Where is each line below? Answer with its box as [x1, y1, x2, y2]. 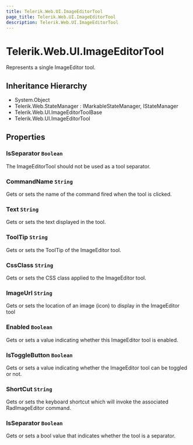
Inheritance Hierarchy [6, 81, 87, 91]
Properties [6, 132, 45, 142]
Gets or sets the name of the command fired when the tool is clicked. [6, 191, 172, 198]
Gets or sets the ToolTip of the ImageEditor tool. [6, 246, 121, 253]
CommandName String [6, 177, 73, 185]
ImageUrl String [6, 289, 52, 297]
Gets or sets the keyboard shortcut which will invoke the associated [6, 398, 169, 405]
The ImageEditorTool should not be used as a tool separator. [6, 163, 151, 170]
